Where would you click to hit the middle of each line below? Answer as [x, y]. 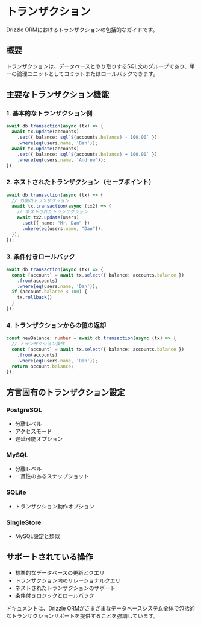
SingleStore [24, 522]
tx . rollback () [35, 298]
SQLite [16, 492]
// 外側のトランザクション [40, 200]
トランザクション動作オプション [54, 506]
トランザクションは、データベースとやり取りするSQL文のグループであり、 [98, 66]
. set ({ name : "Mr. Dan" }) [56, 223]
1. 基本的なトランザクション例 [49, 114]
